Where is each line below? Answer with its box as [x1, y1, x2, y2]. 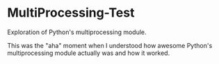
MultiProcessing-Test [7, 5, 135, 21]
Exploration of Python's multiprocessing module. [7, 28, 147, 36]
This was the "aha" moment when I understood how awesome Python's [7, 41, 213, 49]
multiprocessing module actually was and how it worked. [7, 49, 170, 57]
